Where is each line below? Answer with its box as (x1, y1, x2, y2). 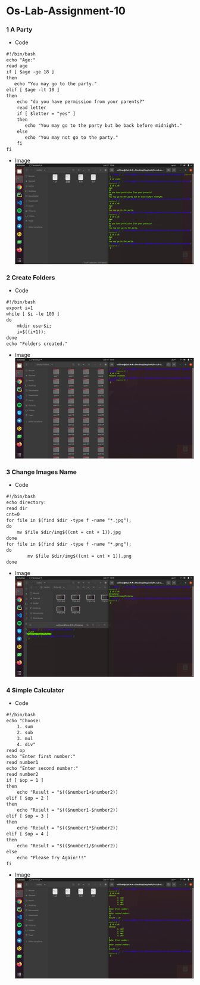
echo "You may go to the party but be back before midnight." (24, 123, 183, 129)
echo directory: (6, 499, 46, 506)
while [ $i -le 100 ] (6, 311, 60, 317)
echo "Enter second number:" (6, 766, 79, 772)
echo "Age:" (6, 57, 36, 63)
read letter (17, 105, 46, 111)
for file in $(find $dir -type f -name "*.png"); (6, 541, 132, 548)
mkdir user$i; (17, 323, 52, 329)
